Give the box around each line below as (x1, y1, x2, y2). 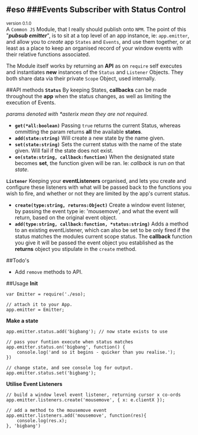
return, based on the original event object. (14, 214, 117, 221)
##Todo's (6, 257, 30, 264)
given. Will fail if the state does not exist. (14, 147, 113, 154)
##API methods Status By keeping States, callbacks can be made (6, 86, 167, 94)
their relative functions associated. (6, 50, 90, 58)
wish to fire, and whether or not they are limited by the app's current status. (6, 189, 190, 197)
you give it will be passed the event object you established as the (14, 239, 174, 246)
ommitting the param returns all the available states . (14, 128, 143, 135)
